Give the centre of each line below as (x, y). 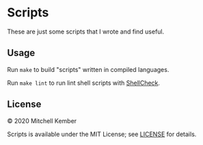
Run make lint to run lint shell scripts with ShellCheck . (84, 83)
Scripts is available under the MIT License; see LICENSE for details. (102, 134)
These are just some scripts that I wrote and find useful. (86, 31)
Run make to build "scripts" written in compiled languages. (88, 69)
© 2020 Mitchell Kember (42, 120)
